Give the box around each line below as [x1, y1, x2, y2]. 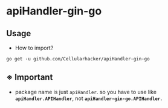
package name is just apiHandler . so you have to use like [15, 88, 157, 95]
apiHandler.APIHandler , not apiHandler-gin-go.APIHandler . [15, 95, 163, 102]
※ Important [6, 72, 53, 83]
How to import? [15, 44, 54, 51]
